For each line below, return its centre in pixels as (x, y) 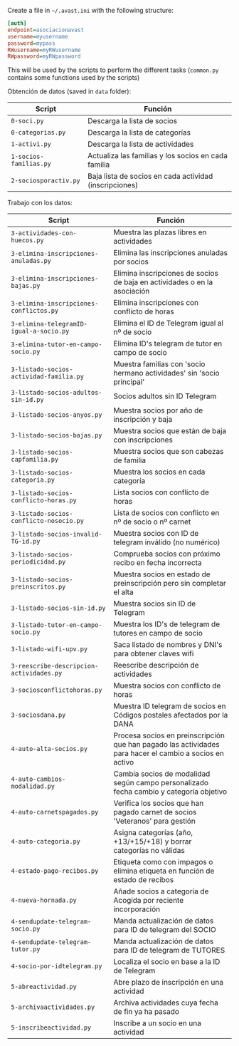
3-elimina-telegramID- (49, 324)
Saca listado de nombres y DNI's (168, 645)
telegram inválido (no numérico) (167, 542)
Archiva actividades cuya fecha (166, 1003)
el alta (123, 592)
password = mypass (31, 43)
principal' (129, 382)
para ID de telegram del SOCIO (165, 930)
